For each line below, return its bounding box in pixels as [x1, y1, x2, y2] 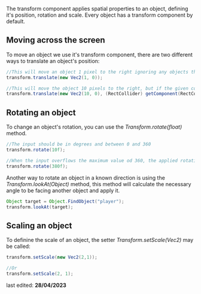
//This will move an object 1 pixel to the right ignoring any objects [6, 69, 188, 75]
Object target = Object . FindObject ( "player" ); [6, 198, 124, 204]
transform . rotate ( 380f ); [6, 163, 68, 169]
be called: [6, 243, 31, 250]
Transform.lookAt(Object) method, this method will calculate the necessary [6, 180, 191, 187]
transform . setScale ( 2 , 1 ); [6, 271, 74, 277]
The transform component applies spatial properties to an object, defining [6, 5, 188, 12]
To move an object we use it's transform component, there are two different [6, 51, 193, 58]
